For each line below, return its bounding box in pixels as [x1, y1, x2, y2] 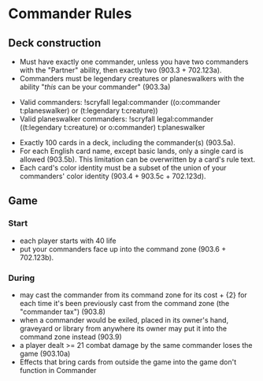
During [8, 272, 35, 283]
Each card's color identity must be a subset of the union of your [19, 163, 227, 172]
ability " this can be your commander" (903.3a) [19, 82, 171, 92]
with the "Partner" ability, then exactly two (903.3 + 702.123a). [19, 65, 222, 75]
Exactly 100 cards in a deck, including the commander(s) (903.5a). [19, 138, 236, 147]
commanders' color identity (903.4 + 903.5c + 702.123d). [19, 171, 206, 181]
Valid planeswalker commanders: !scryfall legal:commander [19, 114, 214, 123]
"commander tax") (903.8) [19, 307, 106, 316]
